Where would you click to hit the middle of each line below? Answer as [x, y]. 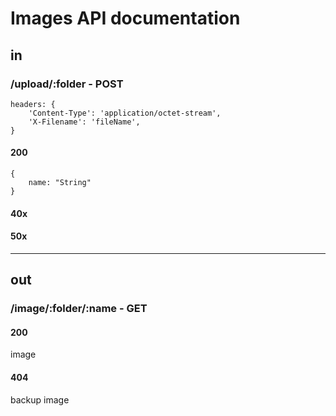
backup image [40, 399]
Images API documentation [125, 18]
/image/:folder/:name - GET [79, 309]
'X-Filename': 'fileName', [84, 122]
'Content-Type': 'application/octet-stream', [125, 113]
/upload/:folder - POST [67, 84]
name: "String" [60, 183]
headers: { [33, 104]
